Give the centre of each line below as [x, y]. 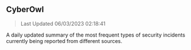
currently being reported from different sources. [64, 41]
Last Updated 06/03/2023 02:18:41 [63, 23]
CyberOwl [25, 10]
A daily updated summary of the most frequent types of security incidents [96, 35]
